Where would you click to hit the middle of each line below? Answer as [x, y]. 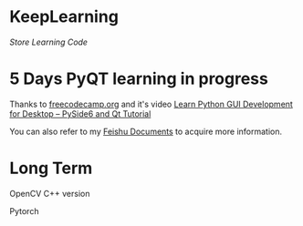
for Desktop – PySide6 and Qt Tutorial [80, 113]
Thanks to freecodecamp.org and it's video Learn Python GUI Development [151, 104]
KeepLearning [64, 17]
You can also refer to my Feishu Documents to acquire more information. [146, 131]
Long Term [51, 168]
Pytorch [24, 211]
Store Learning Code [49, 42]
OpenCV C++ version [50, 193]
